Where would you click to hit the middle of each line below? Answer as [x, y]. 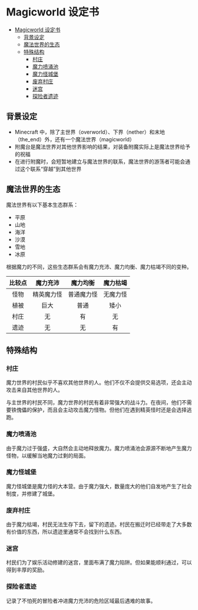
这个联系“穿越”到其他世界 [51, 168]
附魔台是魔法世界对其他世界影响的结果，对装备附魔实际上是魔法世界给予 [102, 147]
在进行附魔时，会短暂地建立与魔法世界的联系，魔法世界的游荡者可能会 [100, 161]
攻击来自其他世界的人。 [34, 390]
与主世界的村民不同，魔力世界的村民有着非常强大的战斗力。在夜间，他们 [94, 403]
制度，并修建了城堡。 [32, 494]
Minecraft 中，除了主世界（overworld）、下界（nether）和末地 [90, 132]
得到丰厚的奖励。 [27, 570]
